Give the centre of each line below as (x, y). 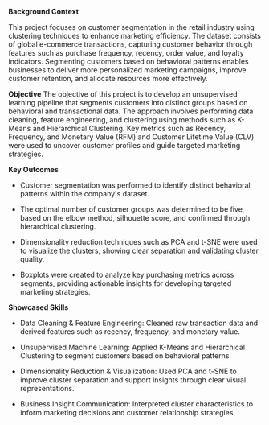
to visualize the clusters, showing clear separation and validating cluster (139, 250)
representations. (47, 388)
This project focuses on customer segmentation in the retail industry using (131, 27)
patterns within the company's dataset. (85, 194)
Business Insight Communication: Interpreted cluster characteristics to (137, 404)
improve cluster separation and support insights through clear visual (133, 380)
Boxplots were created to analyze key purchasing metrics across (127, 274)
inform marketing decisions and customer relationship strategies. (127, 413)
